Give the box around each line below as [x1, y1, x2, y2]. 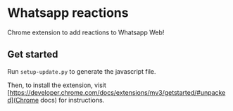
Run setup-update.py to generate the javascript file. [7, 67, 156, 75]
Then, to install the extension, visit [7, 81, 107, 89]
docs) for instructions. [40, 96, 105, 104]
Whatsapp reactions [7, 5, 129, 21]
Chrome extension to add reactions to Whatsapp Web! [7, 28, 165, 37]
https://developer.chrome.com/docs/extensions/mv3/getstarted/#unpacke [9, 88, 226, 96]
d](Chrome [7, 96, 39, 104]
